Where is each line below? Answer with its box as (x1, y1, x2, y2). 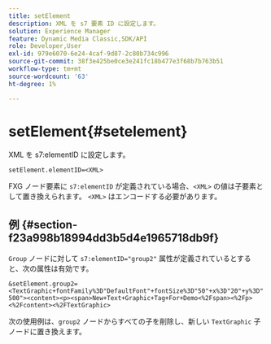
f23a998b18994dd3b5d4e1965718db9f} (8, 231, 220, 245)
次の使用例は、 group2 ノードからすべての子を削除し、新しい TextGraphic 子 (8, 316, 261, 326)
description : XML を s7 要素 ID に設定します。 (8, 20, 160, 28)
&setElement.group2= (8, 280, 79, 289)
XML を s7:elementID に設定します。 (8, 150, 130, 159)
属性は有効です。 (36, 263, 94, 273)
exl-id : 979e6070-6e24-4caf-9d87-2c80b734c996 (8, 50, 169, 58)
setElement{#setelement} (8, 122, 188, 141)
